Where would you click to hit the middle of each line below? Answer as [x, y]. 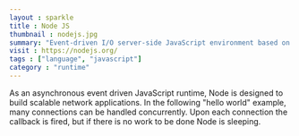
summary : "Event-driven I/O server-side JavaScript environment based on [150, 42]
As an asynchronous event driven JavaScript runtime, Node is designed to [146, 93]
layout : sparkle [42, 17]
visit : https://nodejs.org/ [64, 51]
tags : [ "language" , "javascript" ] [76, 59]
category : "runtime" [50, 68]
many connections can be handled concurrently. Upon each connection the [149, 112]
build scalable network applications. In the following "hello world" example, [148, 102]
